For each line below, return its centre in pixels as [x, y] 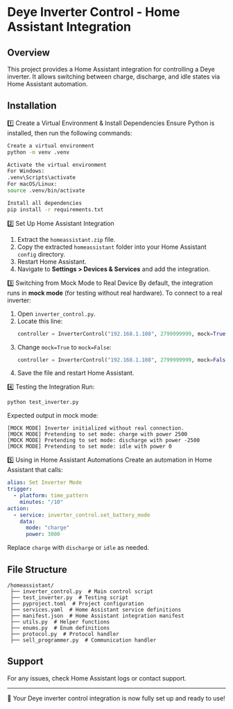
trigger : [20, 489]
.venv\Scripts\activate [42, 178]
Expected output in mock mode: [53, 416]
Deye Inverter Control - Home [94, 12]
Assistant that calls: [35, 470]
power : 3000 [43, 535]
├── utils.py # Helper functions [60, 622]
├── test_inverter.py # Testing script [69, 598]
